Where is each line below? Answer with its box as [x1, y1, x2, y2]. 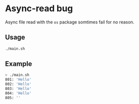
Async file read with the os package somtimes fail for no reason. [5, 19, 135, 25]
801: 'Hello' [5, 77, 32, 82]
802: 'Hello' [5, 82, 32, 87]
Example [5, 60, 32, 68]
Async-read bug [5, 3, 73, 14]
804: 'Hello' [5, 91, 32, 96]
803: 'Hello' [5, 86, 32, 91]
